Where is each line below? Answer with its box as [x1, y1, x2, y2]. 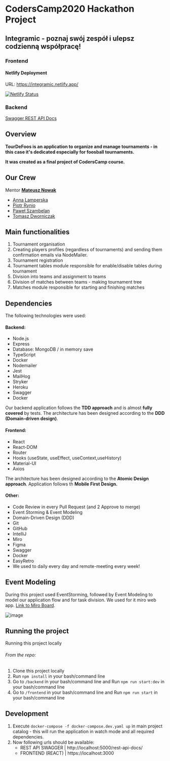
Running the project [5, 627, 69, 635]
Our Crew [5, 173, 36, 182]
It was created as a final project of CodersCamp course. [5, 159, 125, 165]
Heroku [12, 384, 28, 390]
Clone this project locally [12, 667, 65, 674]
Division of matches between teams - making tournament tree [12, 279, 142, 285]
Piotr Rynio [12, 202, 36, 208]
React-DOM [12, 444, 37, 450]
